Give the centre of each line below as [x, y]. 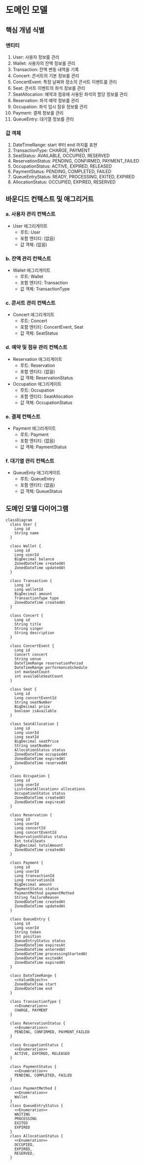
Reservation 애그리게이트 [37, 359]
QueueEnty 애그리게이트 [37, 473]
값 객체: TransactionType [45, 289]
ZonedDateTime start [36, 985]
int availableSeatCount [39, 676]
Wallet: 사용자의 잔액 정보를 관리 [44, 63]
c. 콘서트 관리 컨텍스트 [31, 303]
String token [28, 932]
